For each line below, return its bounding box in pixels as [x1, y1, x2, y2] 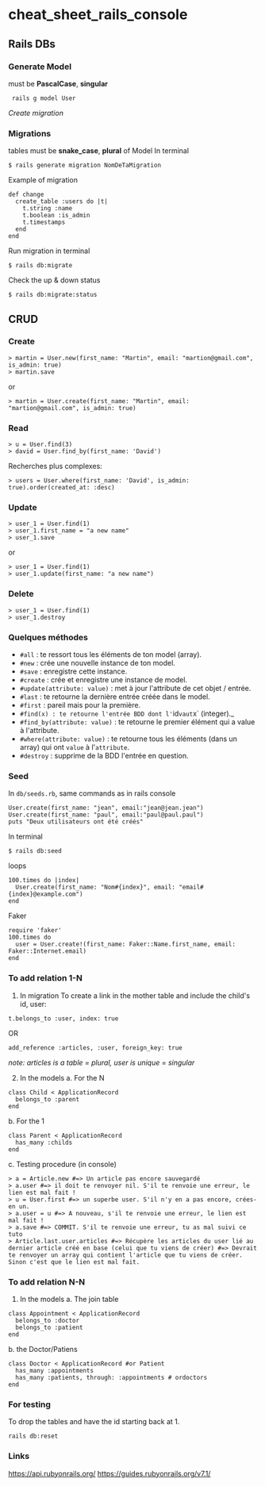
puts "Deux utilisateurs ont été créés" [8, 818, 144, 826]
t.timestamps [22, 218, 66, 227]
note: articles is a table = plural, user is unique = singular [8, 1058, 195, 1067]
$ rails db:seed [8, 847, 62, 855]
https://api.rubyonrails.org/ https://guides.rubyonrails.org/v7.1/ [8, 1469, 211, 1478]
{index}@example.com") [8, 890, 83, 898]
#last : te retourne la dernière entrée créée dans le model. [19, 692, 210, 701]
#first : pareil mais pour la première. [19, 701, 141, 710]
